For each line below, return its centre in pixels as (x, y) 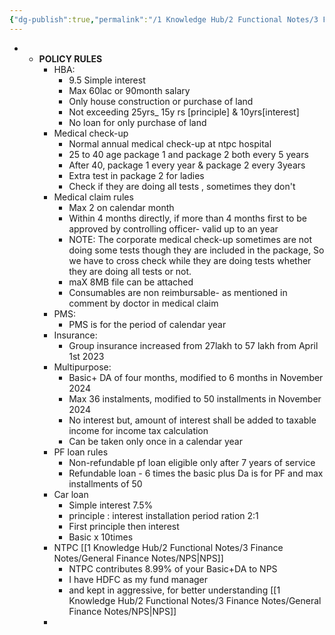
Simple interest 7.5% (111, 505)
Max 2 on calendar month (121, 207)
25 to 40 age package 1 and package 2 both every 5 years (188, 154)
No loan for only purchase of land (137, 122)
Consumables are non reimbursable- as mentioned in (178, 292)
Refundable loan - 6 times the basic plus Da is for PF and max (196, 473)
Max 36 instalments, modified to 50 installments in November (195, 398)
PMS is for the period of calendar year (147, 324)
